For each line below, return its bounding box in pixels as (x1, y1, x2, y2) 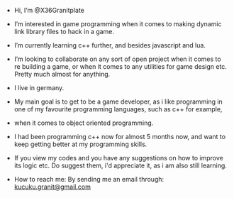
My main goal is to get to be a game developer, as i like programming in (13, 97, 223, 106)
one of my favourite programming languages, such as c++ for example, (13, 105, 223, 113)
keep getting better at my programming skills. (13, 140, 147, 148)
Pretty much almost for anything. (13, 70, 111, 78)
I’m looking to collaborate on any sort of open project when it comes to (13, 55, 221, 63)
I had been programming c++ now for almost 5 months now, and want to (13, 133, 225, 141)
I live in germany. (13, 84, 65, 92)
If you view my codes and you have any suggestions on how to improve (13, 154, 223, 162)
